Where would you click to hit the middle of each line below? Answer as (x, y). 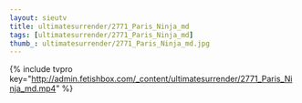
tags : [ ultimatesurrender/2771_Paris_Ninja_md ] (102, 35)
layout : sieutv (38, 18)
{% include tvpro (41, 69)
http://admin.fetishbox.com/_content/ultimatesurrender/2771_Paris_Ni (162, 79)
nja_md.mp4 (33, 88)
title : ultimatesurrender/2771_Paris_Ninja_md (99, 26)
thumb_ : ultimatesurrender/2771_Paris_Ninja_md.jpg (109, 43)
